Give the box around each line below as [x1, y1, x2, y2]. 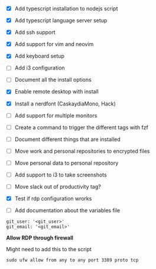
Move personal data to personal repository [14, 159, 119, 166]
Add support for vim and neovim [14, 41, 94, 48]
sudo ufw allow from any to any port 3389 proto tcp [6, 257, 139, 263]
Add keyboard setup [14, 53, 65, 60]
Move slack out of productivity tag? [14, 183, 102, 190]
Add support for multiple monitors [14, 112, 97, 119]
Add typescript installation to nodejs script [14, 5, 118, 12]
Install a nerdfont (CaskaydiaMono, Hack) [14, 100, 116, 107]
